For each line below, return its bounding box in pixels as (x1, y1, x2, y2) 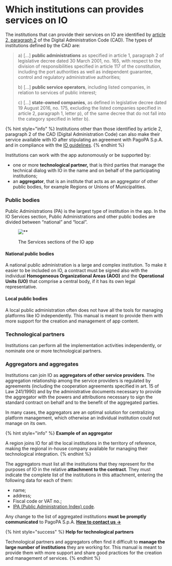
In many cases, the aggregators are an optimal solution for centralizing (5, 409, 155, 416)
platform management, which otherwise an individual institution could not (5, 415, 160, 421)
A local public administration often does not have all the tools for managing (5, 307, 163, 313)
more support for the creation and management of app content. (5, 318, 139, 324)
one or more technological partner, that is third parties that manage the (12, 161, 165, 168)
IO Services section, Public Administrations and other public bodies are (5, 214, 155, 220)
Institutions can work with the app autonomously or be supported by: (5, 152, 151, 158)
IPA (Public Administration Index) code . (12, 503, 96, 510)
